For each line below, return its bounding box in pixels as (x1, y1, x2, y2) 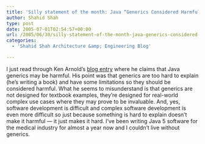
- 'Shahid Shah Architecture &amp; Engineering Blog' (12, 44, 151, 50)
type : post (6, 20, 34, 26)
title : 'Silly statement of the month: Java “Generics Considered (6, 9, 179, 15)
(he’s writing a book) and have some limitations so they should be (6, 78, 171, 86)
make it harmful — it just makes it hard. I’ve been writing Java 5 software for (6, 117, 198, 124)
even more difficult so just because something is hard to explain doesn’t (6, 111, 187, 118)
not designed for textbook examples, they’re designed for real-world (6, 91, 179, 99)
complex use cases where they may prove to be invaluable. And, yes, (6, 97, 181, 105)
